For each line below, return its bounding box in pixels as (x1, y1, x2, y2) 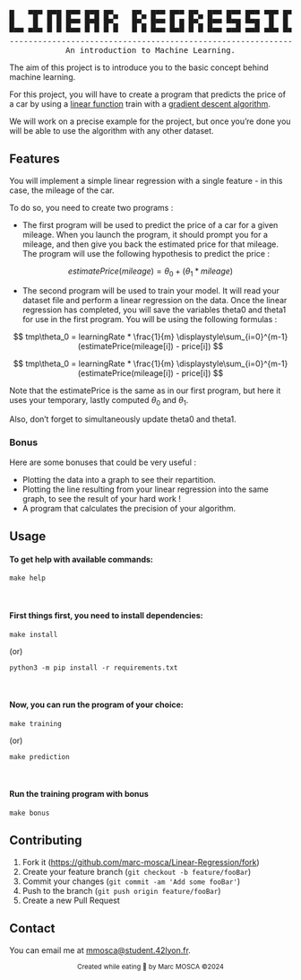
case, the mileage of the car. (9, 185, 115, 196)
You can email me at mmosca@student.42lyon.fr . (9, 944, 191, 956)
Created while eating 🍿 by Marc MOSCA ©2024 (77, 962, 224, 971)
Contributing (9, 833, 82, 848)
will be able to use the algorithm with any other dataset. (9, 126, 214, 136)
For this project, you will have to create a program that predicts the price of (9, 89, 287, 100)
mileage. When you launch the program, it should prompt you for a (21, 229, 269, 240)
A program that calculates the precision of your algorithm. (21, 503, 236, 513)
